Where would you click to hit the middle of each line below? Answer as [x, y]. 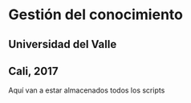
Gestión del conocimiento [95, 15]
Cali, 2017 [33, 71]
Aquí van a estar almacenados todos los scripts [87, 90]
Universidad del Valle [63, 44]
